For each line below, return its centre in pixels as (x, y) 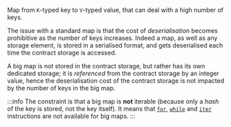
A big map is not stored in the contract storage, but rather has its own (106, 66)
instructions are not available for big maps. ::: (72, 116)
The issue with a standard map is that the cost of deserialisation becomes (112, 31)
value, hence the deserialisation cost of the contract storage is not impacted (116, 81)
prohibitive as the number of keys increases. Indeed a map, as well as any (112, 38)
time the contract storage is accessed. (62, 52)
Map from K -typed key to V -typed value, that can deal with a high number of (115, 10)
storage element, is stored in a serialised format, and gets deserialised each (115, 45)
